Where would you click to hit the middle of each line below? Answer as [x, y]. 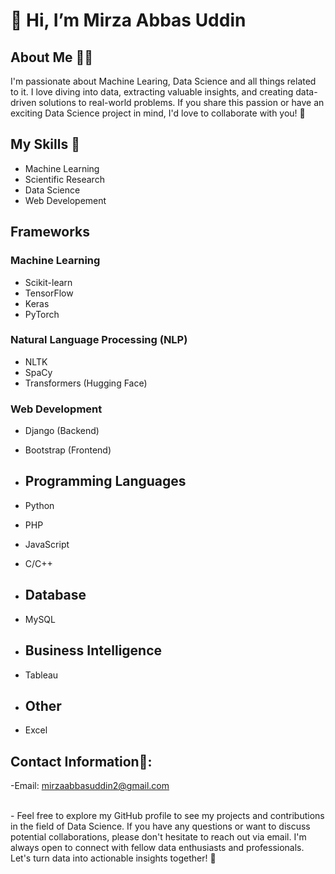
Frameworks [50, 232]
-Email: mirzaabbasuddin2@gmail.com [90, 786]
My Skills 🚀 [45, 144]
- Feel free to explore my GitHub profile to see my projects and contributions [167, 816]
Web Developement [65, 200]
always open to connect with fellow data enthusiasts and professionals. [157, 848]
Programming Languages [105, 481]
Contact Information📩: [81, 761]
